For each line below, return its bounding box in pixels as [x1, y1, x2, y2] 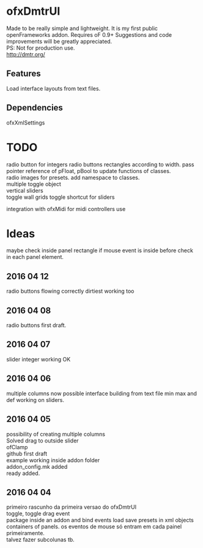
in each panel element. [6, 253, 64, 261]
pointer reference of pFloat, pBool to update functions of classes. [6, 167, 171, 174]
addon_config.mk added [6, 463, 68, 470]
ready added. [6, 469, 40, 477]
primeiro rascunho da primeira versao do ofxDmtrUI [6, 503, 136, 511]
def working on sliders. [6, 396, 65, 403]
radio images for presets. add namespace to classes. [6, 174, 140, 181]
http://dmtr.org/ [6, 50, 46, 58]
